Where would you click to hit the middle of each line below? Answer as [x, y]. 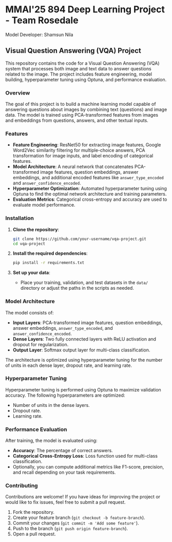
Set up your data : [31, 273]
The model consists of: [30, 312]
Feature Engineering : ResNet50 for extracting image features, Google [87, 145]
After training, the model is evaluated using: [51, 441]
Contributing [22, 485]
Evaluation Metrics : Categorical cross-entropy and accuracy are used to [90, 199]
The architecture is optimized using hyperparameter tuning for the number [84, 360]
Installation [20, 218]
